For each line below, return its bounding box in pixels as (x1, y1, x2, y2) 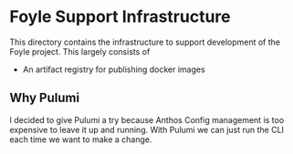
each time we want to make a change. (9, 134, 152, 145)
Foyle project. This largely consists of (9, 46, 151, 56)
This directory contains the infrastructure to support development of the (9, 36, 281, 47)
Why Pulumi (9, 90, 80, 106)
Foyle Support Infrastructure (9, 6, 231, 27)
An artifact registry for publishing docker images (22, 64, 205, 75)
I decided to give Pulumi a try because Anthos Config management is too (9, 114, 285, 125)
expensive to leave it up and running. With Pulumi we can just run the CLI (9, 124, 285, 135)
